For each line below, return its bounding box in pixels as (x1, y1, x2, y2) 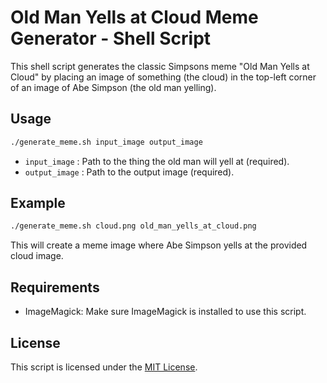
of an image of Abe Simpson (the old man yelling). (10, 81, 217, 93)
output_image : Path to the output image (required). (24, 166, 235, 178)
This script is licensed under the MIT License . (10, 361, 198, 373)
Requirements (10, 279, 100, 296)
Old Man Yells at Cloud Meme (10, 6, 259, 29)
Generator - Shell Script (10, 27, 212, 50)
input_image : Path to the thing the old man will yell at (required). (24, 155, 290, 167)
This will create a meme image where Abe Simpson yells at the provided (10, 239, 308, 251)
